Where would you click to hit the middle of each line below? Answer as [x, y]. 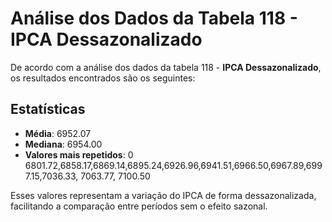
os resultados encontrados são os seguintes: [103, 78]
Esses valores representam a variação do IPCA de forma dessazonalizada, [163, 195]
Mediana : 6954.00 [63, 144]
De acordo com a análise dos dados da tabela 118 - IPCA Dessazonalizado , [166, 67]
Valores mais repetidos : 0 [79, 154]
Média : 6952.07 [58, 133]
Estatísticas [48, 109]
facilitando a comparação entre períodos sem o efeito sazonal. [139, 206]
